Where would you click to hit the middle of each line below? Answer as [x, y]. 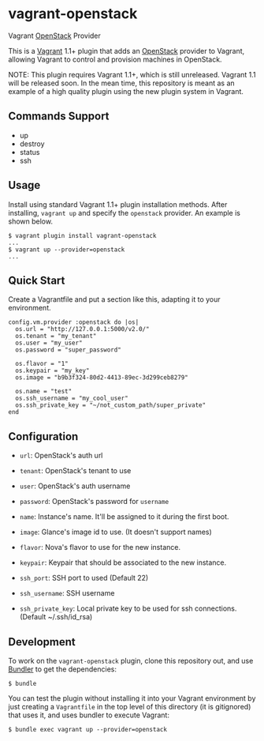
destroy [32, 144]
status [30, 152]
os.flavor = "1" [42, 364]
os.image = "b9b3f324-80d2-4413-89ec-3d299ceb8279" [102, 378]
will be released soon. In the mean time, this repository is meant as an [121, 83]
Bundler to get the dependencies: [62, 669]
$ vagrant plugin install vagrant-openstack [82, 235]
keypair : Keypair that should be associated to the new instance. [123, 562]
